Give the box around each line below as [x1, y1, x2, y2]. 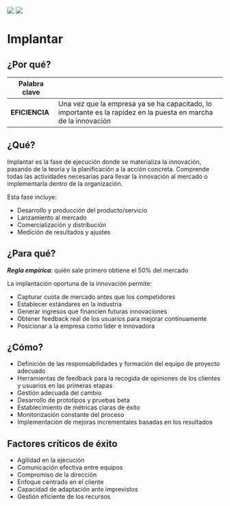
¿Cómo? [7, 341, 43, 353]
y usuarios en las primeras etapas [16, 381, 113, 390]
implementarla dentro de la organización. [7, 179, 123, 188]
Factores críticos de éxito [7, 437, 118, 449]
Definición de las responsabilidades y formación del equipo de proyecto [16, 360, 220, 368]
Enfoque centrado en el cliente [16, 478, 104, 486]
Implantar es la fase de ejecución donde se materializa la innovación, [7, 158, 202, 166]
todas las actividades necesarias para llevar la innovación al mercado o [7, 172, 208, 180]
